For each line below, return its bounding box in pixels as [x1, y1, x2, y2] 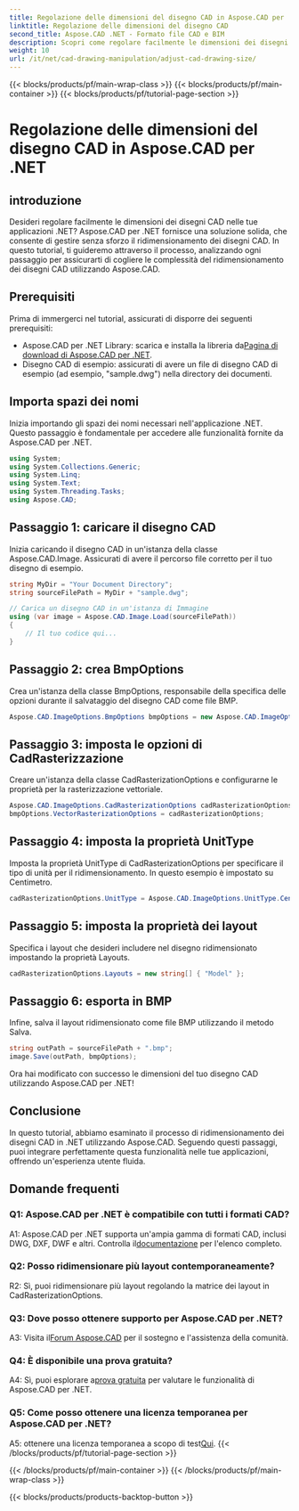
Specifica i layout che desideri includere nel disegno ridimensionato [9, 942, 258, 953]
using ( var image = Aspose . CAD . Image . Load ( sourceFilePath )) [9, 612, 238, 622]
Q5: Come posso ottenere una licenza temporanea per [9, 1407, 248, 1419]
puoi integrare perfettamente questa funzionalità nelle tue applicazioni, [9, 1146, 269, 1156]
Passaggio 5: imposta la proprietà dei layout [9, 919, 258, 934]
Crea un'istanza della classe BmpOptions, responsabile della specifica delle [9, 685, 287, 696]
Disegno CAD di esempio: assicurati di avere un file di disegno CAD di [21, 358, 279, 370]
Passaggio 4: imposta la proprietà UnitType [9, 834, 255, 849]
